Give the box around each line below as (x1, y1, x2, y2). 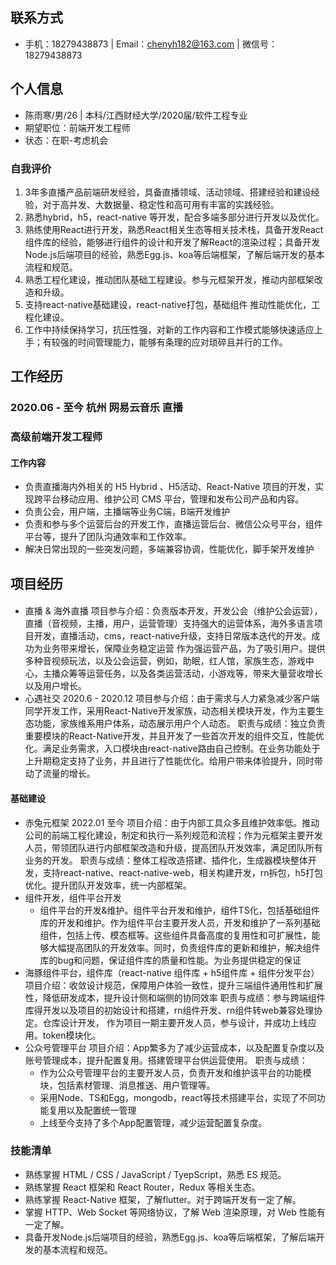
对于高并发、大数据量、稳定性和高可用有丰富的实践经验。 (42, 198, 280, 210)
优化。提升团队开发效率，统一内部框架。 (24, 879, 192, 891)
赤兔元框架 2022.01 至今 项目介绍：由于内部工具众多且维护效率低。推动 (24, 816, 320, 828)
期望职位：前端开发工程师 (24, 121, 131, 133)
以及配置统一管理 (66, 1104, 137, 1116)
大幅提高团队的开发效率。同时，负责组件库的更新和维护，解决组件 (48, 941, 321, 953)
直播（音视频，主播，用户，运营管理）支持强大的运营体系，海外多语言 (24, 618, 315, 630)
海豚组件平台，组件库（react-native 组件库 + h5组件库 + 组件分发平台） (24, 966, 320, 978)
